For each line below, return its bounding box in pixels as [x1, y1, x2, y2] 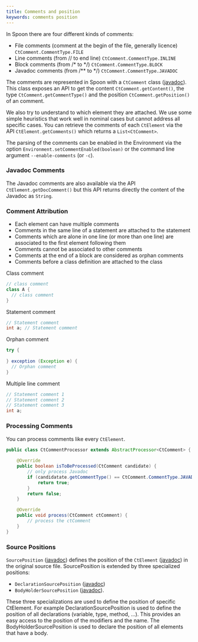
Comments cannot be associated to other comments [14, 246, 143, 253]
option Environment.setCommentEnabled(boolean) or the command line [6, 145, 175, 153]
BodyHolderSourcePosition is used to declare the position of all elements [6, 623, 184, 630]
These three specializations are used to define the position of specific [6, 598, 176, 605]
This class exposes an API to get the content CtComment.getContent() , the [6, 85, 184, 92]
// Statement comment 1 [6, 391, 65, 397]
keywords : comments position [6, 14, 78, 20]
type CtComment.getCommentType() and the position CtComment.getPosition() [6, 91, 190, 98]
